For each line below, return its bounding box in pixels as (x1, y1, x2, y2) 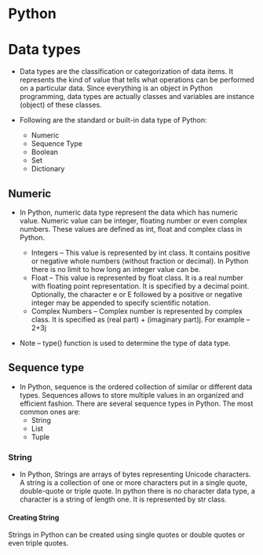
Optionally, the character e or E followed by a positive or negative (31, 289, 243, 299)
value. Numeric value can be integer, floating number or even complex (19, 215, 247, 225)
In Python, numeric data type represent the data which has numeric (19, 208, 238, 217)
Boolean (31, 147, 59, 157)
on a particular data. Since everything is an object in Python (19, 83, 214, 93)
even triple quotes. (8, 538, 69, 548)
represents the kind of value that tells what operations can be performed (19, 75, 255, 85)
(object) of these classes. (19, 100, 102, 110)
